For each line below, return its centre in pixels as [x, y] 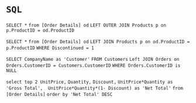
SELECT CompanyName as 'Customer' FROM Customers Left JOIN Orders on [93, 59]
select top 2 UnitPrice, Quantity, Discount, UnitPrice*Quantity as [90, 82]
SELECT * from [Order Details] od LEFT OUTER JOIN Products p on [86, 25]
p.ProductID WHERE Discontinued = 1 [50, 48]
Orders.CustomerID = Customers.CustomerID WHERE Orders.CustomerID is [93, 66]
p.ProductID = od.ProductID [40, 30]
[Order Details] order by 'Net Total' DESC [59, 94]
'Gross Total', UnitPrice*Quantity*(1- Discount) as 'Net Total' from [94, 88]
